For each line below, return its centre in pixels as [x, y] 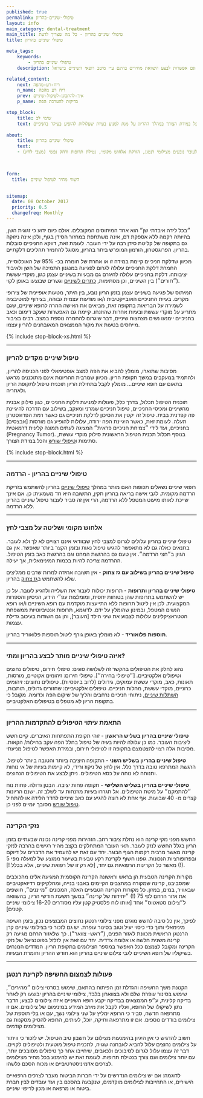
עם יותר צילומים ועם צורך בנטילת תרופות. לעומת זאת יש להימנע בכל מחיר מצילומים [101, 1057]
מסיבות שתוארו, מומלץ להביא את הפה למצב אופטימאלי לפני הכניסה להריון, [92, 371]
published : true [27, 12]
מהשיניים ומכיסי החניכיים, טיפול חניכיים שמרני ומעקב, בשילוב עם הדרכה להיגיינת [98, 409]
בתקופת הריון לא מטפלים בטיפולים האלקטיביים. [60, 701]
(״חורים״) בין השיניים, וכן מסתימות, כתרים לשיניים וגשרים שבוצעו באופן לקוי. [93, 280]
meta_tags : [20, 51]
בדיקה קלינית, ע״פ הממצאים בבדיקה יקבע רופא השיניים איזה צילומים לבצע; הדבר [99, 1000]
